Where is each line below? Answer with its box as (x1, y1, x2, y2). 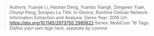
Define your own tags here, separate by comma (9, 25, 107, 31)
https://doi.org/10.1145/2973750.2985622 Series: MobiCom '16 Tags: (9, 20, 150, 26)
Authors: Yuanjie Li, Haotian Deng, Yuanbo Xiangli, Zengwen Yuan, (9, 4, 146, 10)
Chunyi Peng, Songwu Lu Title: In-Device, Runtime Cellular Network (9, 9, 148, 15)
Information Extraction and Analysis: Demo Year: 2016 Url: (9, 15, 128, 20)
